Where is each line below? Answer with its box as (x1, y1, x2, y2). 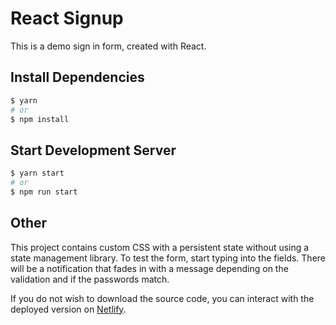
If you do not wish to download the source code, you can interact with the (10, 292, 315, 304)
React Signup (10, 7, 124, 30)
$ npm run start (10, 187, 78, 197)
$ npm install (10, 114, 70, 124)
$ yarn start (10, 168, 65, 179)
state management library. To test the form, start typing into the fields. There (10, 252, 327, 264)
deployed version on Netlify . (10, 303, 127, 315)
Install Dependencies (10, 69, 145, 86)
